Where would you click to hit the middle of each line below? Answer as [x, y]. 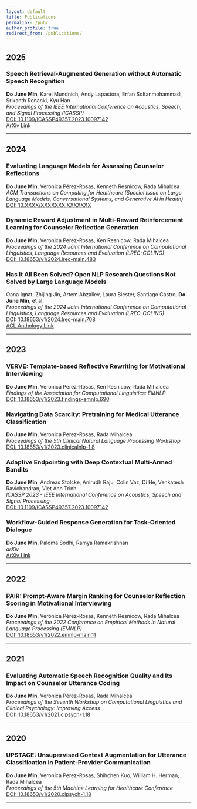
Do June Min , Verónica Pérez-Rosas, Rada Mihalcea [69, 696]
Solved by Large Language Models [56, 282]
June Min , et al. [25, 301]
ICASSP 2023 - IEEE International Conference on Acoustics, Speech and [94, 495]
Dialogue [19, 530]
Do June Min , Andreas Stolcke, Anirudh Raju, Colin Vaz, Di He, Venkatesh [95, 482]
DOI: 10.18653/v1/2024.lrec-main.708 [51, 320]
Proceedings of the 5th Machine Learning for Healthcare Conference [89, 788]
